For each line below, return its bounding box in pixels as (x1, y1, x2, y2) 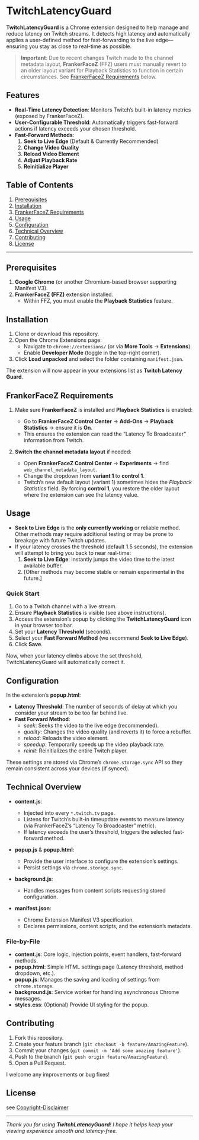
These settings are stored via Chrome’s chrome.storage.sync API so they (6, 758, 182, 766)
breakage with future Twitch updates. (14, 536, 107, 544)
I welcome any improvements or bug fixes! (6, 1071, 110, 1078)
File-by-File (6, 937, 40, 945)
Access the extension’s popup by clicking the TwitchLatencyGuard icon (14, 615, 191, 623)
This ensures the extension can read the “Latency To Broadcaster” (23, 430, 187, 437)
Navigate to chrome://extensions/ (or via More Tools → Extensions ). (23, 343, 192, 350)
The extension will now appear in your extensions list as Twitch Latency (6, 367, 182, 374)
